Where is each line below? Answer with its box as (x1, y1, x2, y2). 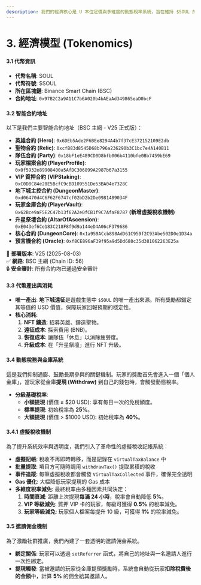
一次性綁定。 (14, 557, 47, 565)
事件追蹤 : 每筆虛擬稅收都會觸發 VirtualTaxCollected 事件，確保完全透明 (14, 470, 193, 478)
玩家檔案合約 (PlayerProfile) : (14, 160, 87, 167)
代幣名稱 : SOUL (14, 73, 54, 80)
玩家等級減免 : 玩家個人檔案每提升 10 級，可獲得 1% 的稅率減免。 (23, 508, 182, 515)
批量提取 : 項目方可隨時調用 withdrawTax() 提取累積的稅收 (14, 463, 156, 470)
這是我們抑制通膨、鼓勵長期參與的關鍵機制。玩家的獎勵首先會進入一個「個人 (6, 370, 195, 378)
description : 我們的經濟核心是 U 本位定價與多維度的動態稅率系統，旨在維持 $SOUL (6, 8, 190, 15)
